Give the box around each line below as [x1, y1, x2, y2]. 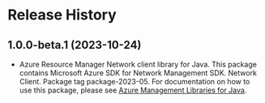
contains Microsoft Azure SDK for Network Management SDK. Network [19, 68, 257, 78]
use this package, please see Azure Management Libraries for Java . [19, 85, 247, 95]
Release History [7, 6, 117, 24]
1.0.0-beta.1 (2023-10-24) [7, 38, 142, 52]
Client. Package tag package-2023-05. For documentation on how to [19, 77, 250, 86]
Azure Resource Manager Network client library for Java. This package [19, 59, 257, 69]
